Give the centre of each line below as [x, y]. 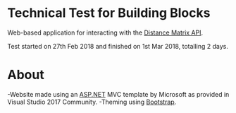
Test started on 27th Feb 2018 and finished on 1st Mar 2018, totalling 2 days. [118, 46]
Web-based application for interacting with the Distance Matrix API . [105, 32]
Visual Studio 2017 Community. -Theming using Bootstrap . [92, 102]
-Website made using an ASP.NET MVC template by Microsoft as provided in [118, 94]
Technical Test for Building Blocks [109, 13]
